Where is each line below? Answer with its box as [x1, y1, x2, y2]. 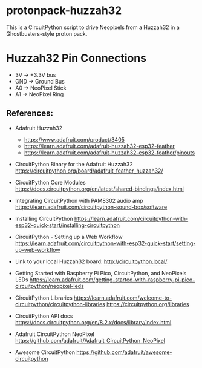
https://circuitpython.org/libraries [106, 300, 189, 307]
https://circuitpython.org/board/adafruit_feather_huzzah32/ [15, 167, 163, 174]
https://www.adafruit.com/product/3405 [24, 136, 125, 143]
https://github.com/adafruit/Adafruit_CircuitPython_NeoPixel [15, 337, 165, 344]
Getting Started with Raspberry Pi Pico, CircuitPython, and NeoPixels [15, 269, 187, 277]
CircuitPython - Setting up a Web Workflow [15, 233, 123, 240]
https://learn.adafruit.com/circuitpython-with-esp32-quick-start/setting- [15, 240, 196, 247]
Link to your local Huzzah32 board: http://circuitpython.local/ [15, 258, 168, 265]
